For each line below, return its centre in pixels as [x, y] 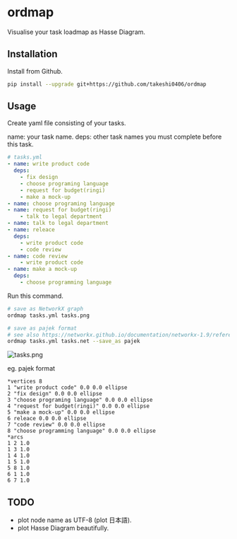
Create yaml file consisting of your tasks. [67, 123]
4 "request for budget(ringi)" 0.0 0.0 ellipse [79, 406]
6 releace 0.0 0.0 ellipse [47, 419]
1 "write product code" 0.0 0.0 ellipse [68, 388]
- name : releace [31, 230]
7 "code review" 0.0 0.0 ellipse [56, 425]
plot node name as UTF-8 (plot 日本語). [74, 520]
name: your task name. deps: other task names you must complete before [115, 137]
